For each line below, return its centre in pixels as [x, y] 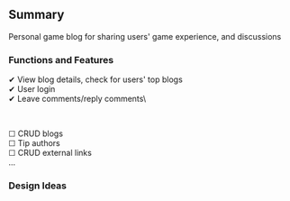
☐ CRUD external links [50, 153]
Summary [36, 15]
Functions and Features [61, 59]
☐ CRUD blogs [36, 133]
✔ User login [32, 89]
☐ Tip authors [34, 143]
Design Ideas [38, 186]
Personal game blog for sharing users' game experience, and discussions [145, 36]
